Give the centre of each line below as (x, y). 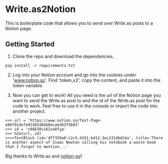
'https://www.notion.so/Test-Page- (65, 120)
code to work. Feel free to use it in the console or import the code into (85, 106)
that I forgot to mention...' (37, 146)
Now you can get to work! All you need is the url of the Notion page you (87, 95)
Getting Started (30, 44)
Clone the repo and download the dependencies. (63, 56)
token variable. (28, 85)
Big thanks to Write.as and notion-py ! (44, 156)
